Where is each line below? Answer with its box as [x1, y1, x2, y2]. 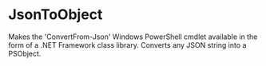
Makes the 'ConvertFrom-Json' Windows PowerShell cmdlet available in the [8, 32, 258, 41]
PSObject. [8, 49, 42, 58]
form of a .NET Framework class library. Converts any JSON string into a [8, 40, 247, 49]
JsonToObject [8, 6, 103, 24]
